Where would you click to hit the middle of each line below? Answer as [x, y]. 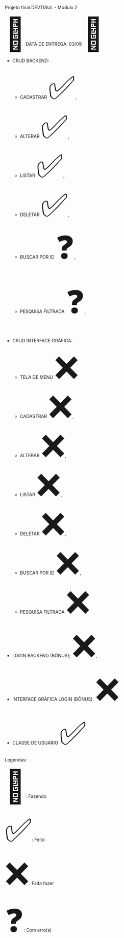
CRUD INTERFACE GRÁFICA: [42, 340]
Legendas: [16, 760]
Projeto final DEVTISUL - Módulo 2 [41, 7]
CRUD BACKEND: [31, 61]
